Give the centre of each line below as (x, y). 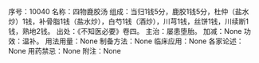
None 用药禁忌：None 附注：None (65, 51)
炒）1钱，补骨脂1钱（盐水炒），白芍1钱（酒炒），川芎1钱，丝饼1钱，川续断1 (129, 21)
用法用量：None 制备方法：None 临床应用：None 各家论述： (144, 41)
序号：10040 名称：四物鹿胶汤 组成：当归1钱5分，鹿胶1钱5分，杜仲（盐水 (129, 11)
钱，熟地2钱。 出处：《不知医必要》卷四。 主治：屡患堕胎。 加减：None (125, 31)
